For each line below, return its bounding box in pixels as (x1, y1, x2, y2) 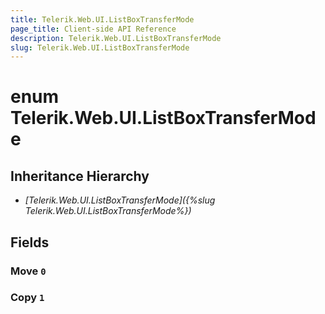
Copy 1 (10, 291, 45, 305)
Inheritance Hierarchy (10, 167, 150, 185)
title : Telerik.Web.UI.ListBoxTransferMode (10, 14, 195, 25)
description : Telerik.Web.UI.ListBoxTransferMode (10, 33, 222, 43)
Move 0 (10, 264, 47, 278)
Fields (10, 234, 50, 251)
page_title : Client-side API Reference (10, 24, 177, 34)
